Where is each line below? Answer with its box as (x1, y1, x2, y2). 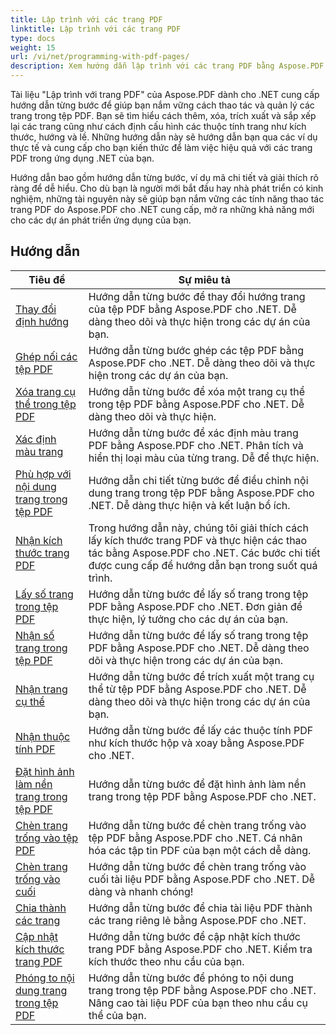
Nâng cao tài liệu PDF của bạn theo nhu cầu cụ (88, 996, 309, 1010)
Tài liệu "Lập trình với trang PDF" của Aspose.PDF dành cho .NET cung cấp (10, 89, 320, 100)
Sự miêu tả (178, 272, 231, 286)
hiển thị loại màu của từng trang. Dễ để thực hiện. (88, 451, 320, 465)
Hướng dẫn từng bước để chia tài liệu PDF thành (88, 901, 313, 915)
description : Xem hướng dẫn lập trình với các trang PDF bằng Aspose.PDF (10, 61, 325, 71)
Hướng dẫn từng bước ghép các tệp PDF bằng (88, 343, 305, 357)
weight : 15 (10, 42, 56, 53)
